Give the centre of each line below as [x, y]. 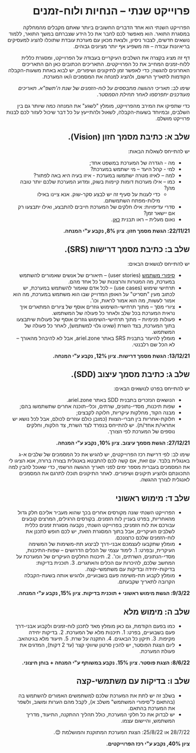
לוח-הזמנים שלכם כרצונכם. [145, 538]
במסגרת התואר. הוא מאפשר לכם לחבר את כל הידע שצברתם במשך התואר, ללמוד [99, 33]
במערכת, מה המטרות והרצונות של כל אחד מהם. [121, 281]
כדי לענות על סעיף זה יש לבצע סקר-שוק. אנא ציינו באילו [99, 194]
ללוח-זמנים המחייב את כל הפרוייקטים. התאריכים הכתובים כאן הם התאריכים [106, 64]
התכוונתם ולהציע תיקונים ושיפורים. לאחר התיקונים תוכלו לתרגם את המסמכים [104, 473]
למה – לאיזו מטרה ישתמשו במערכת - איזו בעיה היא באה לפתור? [104, 175]
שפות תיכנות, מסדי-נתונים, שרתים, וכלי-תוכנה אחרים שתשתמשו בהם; [97, 406]
